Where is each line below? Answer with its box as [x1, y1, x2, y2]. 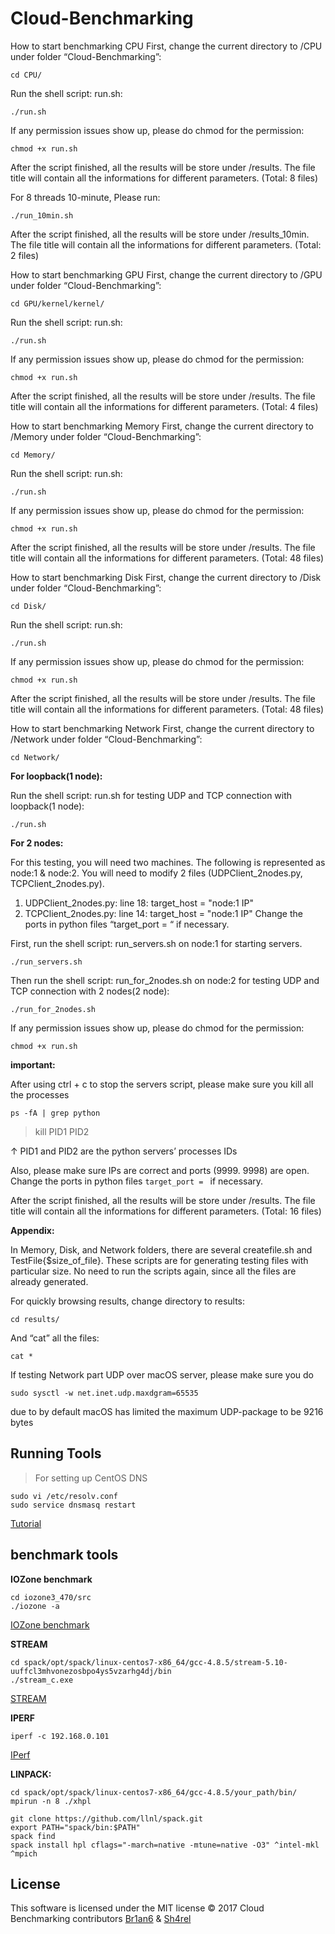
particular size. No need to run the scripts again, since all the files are [10, 1265, 297, 1277]
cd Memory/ [10, 450, 56, 460]
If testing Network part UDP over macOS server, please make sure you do [10, 1368, 315, 1381]
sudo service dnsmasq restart [10, 1500, 137, 1510]
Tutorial [10, 1517, 42, 1529]
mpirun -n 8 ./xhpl [10, 1796, 92, 1806]
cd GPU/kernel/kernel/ [10, 298, 105, 309]
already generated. [10, 1275, 89, 1287]
